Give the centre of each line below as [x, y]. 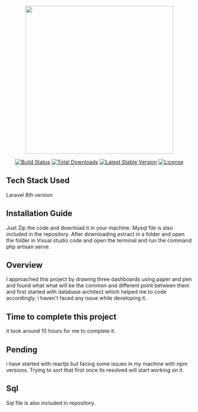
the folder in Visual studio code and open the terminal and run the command [99, 240]
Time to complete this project [61, 317]
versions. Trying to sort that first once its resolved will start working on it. [95, 370]
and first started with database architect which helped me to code [86, 292]
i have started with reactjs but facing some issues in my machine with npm [97, 364]
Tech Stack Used [38, 181]
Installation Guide [39, 214]
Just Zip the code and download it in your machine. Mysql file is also [90, 228]
